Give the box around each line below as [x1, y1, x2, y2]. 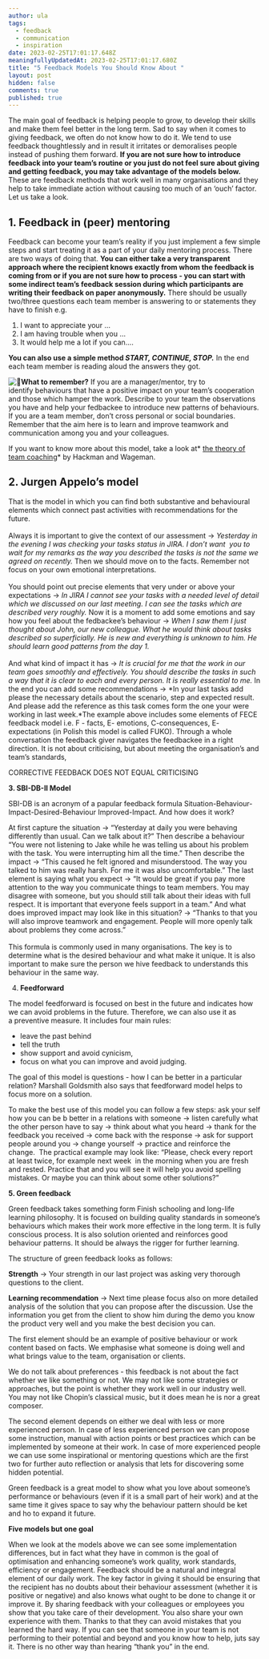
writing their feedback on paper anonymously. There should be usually [8, 288, 247, 297]
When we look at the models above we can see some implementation [8, 1540, 238, 1549]
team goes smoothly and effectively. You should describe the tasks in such [8, 667, 256, 676]
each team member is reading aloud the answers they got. [8, 361, 201, 371]
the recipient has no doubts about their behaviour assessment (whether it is [8, 1582, 258, 1592]
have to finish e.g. [8, 305, 68, 315]
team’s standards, [8, 752, 67, 761]
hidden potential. [8, 1467, 64, 1477]
